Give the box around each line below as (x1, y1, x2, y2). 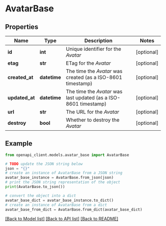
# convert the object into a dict (5, 193, 77, 198)
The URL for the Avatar (66, 109, 120, 115)
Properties (5, 23, 39, 31)
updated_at (7, 94, 35, 101)
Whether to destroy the (66, 116, 120, 123)
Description (84, 38, 113, 44)
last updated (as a (66, 94, 108, 101)
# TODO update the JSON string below (5, 161, 83, 166)
